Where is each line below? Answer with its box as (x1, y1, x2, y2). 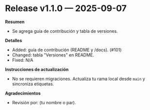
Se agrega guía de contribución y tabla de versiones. (12, 28, 118, 34)
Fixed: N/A (12, 57, 33, 63)
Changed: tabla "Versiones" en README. (12, 52, 95, 58)
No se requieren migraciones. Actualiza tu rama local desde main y (12, 76, 146, 82)
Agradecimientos (5, 90, 41, 96)
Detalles (5, 37, 22, 43)
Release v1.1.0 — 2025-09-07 (5, 3, 127, 14)
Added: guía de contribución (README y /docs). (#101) (12, 47, 122, 53)
